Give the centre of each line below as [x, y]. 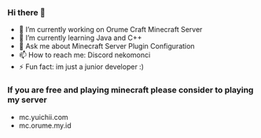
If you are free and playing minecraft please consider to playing [130, 90]
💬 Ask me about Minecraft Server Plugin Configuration [107, 46]
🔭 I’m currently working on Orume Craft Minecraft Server [110, 30]
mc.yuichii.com [43, 117]
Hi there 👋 [27, 13]
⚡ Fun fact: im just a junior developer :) [81, 67]
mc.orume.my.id [45, 125]
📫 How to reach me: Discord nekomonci [85, 55]
